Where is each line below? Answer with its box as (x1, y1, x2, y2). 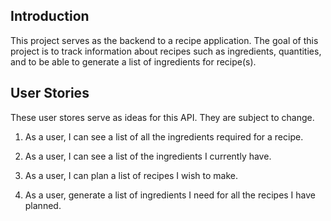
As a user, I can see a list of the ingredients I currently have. (24, 150, 272, 162)
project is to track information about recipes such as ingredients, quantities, (10, 45, 322, 57)
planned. (24, 199, 62, 211)
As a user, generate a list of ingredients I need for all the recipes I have (24, 189, 317, 201)
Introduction (10, 8, 90, 25)
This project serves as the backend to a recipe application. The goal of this (10, 34, 319, 46)
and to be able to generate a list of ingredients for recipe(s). (10, 55, 257, 68)
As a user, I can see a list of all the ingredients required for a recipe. (24, 130, 304, 143)
